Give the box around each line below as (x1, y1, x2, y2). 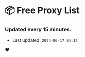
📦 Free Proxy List (5, 5, 80, 16)
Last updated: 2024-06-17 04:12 (12, 37, 78, 43)
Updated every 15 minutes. (5, 26, 72, 33)
